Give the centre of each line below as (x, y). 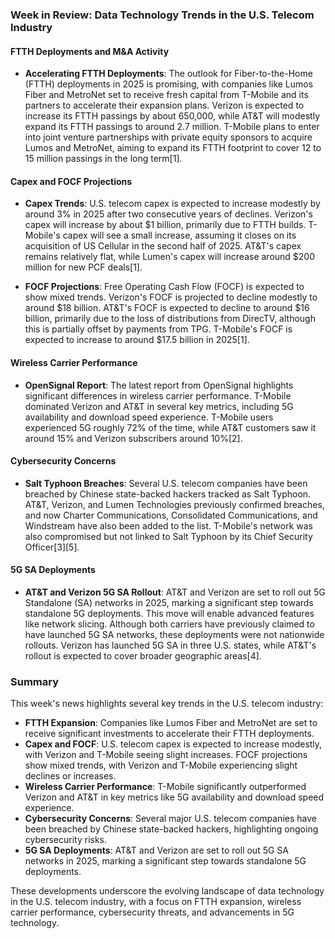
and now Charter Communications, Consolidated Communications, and (171, 515)
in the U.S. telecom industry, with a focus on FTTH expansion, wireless (156, 902)
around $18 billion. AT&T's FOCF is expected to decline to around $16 (167, 308)
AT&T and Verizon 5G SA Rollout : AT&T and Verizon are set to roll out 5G (175, 592)
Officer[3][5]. (52, 547)
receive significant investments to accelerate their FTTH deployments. (169, 734)
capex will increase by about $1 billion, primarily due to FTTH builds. (165, 225)
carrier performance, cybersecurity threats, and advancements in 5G (152, 912)
